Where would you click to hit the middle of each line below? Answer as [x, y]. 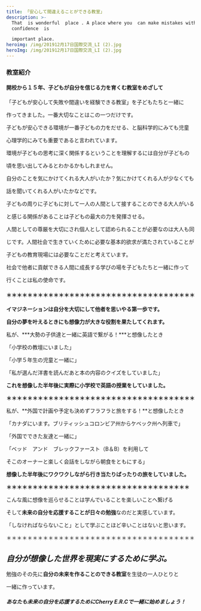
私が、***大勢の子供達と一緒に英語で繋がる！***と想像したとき [85, 335]
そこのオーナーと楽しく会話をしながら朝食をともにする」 [77, 462]
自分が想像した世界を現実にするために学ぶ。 [89, 559]
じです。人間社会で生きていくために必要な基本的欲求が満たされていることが [100, 242]
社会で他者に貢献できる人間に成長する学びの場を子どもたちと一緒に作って [98, 267]
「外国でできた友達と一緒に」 [43, 436]
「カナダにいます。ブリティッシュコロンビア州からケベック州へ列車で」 [95, 424]
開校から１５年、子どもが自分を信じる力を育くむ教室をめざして [85, 88]
